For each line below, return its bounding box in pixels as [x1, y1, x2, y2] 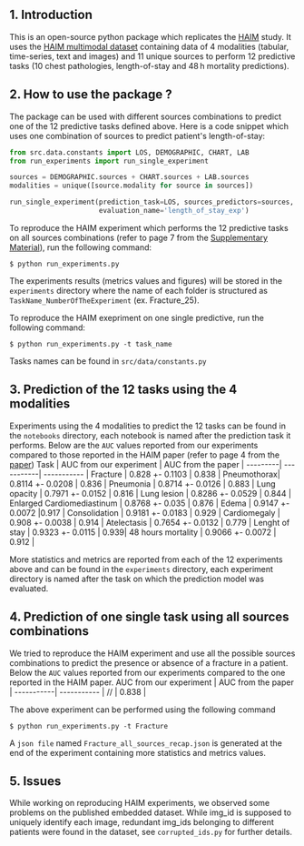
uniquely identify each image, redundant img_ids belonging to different [9, 817, 275, 828]
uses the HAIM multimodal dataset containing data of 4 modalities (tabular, [9, 41, 289, 52]
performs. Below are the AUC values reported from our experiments [9, 439, 259, 450]
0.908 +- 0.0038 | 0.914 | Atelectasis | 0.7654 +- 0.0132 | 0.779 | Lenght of [9, 517, 290, 528]
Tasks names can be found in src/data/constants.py [9, 355, 207, 367]
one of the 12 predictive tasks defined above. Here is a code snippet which [9, 120, 289, 131]
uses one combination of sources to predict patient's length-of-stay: [9, 130, 266, 141]
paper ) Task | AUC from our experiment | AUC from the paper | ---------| [9, 458, 283, 469]
